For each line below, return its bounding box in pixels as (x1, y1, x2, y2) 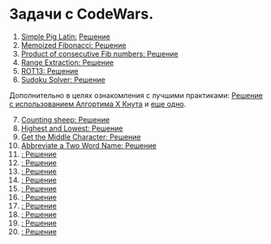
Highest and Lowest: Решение (20, 123, 123, 133)
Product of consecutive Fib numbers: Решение (20, 49, 179, 58)
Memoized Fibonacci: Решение (20, 40, 127, 49)
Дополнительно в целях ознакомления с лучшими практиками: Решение (9, 90, 263, 100)
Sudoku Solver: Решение (20, 75, 106, 84)
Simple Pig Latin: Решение (20, 32, 110, 41)
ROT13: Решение (20, 66, 79, 75)
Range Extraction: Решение (20, 58, 114, 67)
